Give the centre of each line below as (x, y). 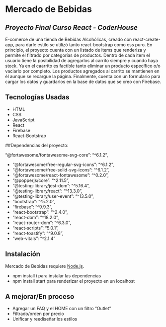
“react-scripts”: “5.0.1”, (35, 228)
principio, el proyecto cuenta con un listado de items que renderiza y (76, 50)
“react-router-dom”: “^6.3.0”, (41, 223)
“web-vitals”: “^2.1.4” (34, 238)
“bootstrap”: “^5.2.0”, (34, 201)
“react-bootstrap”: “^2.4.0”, (40, 212)
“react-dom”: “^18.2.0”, (36, 217)
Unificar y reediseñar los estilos (45, 319)
